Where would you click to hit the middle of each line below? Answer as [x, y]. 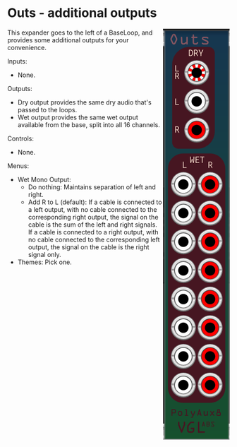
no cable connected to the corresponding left [94, 239]
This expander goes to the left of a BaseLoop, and [80, 32]
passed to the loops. [47, 109]
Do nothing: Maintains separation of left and [92, 187]
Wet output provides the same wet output [78, 117]
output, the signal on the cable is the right [89, 247]
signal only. [44, 254]
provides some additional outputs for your [68, 40]
